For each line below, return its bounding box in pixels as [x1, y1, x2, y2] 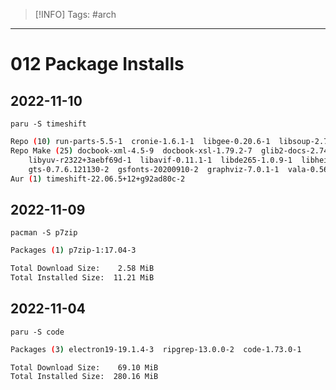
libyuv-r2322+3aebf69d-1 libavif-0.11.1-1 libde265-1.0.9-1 [28, 155, 293, 165]
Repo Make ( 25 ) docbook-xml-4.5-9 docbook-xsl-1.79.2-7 [10, 145, 253, 156]
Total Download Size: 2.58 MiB [10, 264, 155, 274]
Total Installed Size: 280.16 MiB [10, 372, 159, 382]
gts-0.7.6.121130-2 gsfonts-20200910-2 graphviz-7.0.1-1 [28, 164, 280, 174]
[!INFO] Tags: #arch [34, 9, 117, 20]
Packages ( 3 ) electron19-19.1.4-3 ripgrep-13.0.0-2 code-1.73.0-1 [10, 344, 302, 354]
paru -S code [10, 327, 65, 337]
